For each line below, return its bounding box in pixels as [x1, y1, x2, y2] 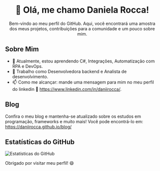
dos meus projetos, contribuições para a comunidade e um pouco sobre [9, 25, 155, 31]
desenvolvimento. [12, 73, 48, 80]
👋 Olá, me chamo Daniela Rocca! [15, 4, 149, 16]
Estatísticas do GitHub [5, 138, 75, 146]
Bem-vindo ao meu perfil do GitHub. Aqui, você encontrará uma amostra [9, 21, 156, 26]
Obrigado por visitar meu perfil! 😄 [5, 160, 74, 166]
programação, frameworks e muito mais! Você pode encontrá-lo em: [5, 118, 143, 124]
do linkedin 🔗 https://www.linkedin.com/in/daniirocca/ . [12, 86, 122, 92]
